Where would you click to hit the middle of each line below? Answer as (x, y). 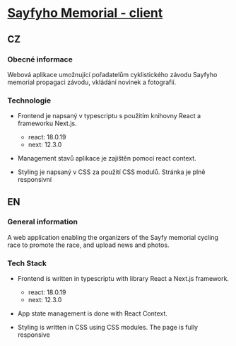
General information (42, 222)
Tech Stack (27, 263)
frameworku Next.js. (47, 123)
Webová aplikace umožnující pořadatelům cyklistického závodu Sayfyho (112, 74)
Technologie (29, 100)
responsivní (34, 180)
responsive (34, 335)
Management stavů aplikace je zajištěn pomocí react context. (107, 158)
